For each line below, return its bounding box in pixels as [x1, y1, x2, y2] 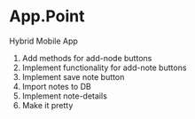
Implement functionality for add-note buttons [21, 62, 187, 73]
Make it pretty [21, 99, 74, 110]
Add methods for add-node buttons [21, 52, 152, 63]
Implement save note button [21, 71, 125, 82]
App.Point [9, 6, 85, 27]
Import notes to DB [21, 81, 91, 91]
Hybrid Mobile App [9, 36, 78, 46]
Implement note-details [21, 91, 108, 101]
